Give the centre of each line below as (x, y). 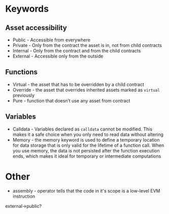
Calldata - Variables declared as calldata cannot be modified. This (82, 129)
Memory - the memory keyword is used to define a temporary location (86, 140)
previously (23, 95)
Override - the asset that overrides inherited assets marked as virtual (86, 90)
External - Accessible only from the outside (58, 56)
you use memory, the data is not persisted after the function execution (86, 150)
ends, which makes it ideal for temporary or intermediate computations (87, 156)
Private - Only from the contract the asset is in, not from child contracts (87, 45)
